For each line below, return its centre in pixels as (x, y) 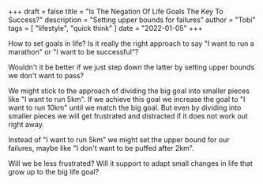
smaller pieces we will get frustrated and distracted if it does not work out (128, 116)
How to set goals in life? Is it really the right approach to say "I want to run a (131, 43)
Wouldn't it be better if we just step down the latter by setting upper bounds (131, 67)
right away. (26, 124)
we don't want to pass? (46, 75)
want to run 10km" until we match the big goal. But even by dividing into (125, 107)
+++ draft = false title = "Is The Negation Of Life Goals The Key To (116, 11)
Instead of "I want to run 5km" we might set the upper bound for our (119, 140)
